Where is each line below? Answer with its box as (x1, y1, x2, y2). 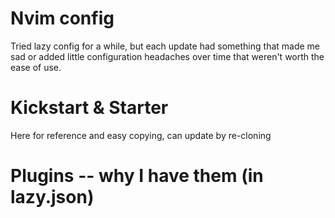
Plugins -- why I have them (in (10, 165, 264, 187)
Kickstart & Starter (10, 97, 169, 119)
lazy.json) (10, 186, 95, 209)
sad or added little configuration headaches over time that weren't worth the (10, 50, 325, 62)
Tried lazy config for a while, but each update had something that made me (10, 40, 321, 52)
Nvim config (10, 7, 115, 30)
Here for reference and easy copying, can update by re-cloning (10, 129, 272, 141)
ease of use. (10, 61, 62, 73)
